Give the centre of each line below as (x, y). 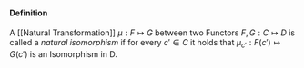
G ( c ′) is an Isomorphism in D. (64, 54)
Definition (29, 13)
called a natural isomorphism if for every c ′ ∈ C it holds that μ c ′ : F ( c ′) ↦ (145, 44)
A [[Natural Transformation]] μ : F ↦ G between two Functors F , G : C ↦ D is (152, 33)
